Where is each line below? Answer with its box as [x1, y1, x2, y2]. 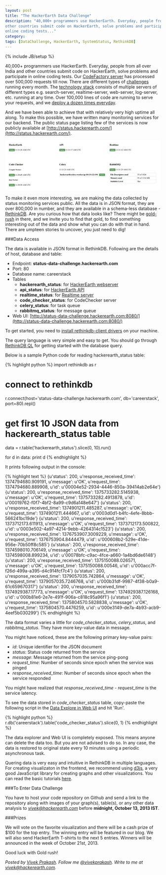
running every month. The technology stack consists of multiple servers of [5, 84, 157, 90]
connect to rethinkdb [5, 379, 93, 390]
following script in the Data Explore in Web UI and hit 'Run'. [5, 705, 125, 711]
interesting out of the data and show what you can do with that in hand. [5, 221, 150, 227]
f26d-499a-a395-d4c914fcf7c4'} [5, 568, 73, 574]
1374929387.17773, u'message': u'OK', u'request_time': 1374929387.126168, [5, 589, 160, 595]
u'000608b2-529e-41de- [98, 536, 150, 542]
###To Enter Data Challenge [5, 785, 63, 791]
